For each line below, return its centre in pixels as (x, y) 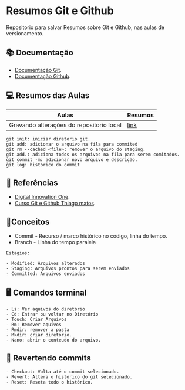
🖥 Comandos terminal (46, 292)
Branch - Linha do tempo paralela (55, 242)
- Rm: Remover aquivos (34, 325)
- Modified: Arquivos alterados (46, 264)
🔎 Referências (32, 183)
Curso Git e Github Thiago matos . (55, 203)
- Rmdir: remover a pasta (38, 330)
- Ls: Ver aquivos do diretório (46, 309)
